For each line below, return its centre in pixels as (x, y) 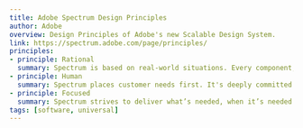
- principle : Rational (52, 59)
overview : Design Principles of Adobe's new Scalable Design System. (143, 34)
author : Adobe (36, 26)
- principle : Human (46, 77)
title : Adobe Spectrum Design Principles (88, 18)
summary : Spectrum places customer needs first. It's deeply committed (155, 85)
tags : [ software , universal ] (64, 110)
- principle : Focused (50, 93)
